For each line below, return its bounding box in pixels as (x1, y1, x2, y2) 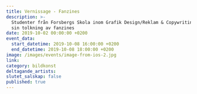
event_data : (6, 36, 35, 41)
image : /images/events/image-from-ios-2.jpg (6, 52, 117, 58)
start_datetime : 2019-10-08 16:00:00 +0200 (11, 41, 119, 47)
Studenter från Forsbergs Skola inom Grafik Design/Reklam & (11, 19, 164, 25)
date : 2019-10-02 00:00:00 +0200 (6, 30, 88, 36)
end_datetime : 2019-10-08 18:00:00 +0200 (11, 47, 114, 53)
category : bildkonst (6, 62, 57, 69)
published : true (6, 79, 46, 85)
